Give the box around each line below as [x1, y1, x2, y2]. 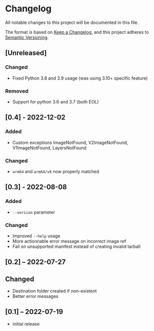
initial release [12, 321, 40, 327]
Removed [5, 88, 29, 95]
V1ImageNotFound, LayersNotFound [12, 145, 87, 151]
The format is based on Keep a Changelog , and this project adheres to [5, 29, 149, 35]
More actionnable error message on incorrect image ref [12, 238, 127, 244]
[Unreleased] [5, 49, 47, 57]
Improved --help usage [12, 232, 61, 239]
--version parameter [12, 209, 56, 215]
